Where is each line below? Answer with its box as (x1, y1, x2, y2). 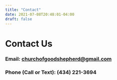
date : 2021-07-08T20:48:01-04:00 (5, 12, 75, 17)
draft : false (5, 16, 32, 21)
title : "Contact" (5, 7, 41, 12)
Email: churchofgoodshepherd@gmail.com (5, 56, 112, 63)
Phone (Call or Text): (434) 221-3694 (5, 69, 97, 76)
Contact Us (5, 38, 53, 49)
